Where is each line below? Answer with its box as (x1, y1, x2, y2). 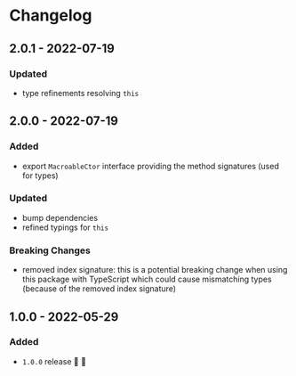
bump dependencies (21, 212, 99, 223)
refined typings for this (21, 222, 109, 233)
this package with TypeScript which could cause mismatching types (21, 274, 273, 285)
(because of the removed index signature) (21, 283, 176, 294)
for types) (21, 170, 60, 181)
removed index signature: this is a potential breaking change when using (21, 265, 288, 275)
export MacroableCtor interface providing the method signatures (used (21, 160, 280, 171)
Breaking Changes (9, 244, 92, 257)
